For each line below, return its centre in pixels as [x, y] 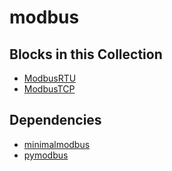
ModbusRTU [50, 78]
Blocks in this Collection [86, 54]
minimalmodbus [57, 144]
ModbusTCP [49, 89]
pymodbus [46, 155]
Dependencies [55, 120]
